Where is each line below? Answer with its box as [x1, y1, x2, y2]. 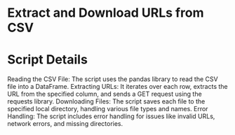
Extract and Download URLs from [7, 5, 204, 21]
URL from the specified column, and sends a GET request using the [7, 90, 202, 99]
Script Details [7, 52, 88, 68]
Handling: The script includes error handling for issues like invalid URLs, [7, 112, 215, 120]
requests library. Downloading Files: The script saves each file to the [7, 97, 206, 106]
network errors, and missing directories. [7, 120, 123, 128]
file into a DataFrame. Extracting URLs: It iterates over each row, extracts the [7, 83, 228, 91]
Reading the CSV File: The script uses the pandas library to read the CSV [7, 75, 219, 83]
